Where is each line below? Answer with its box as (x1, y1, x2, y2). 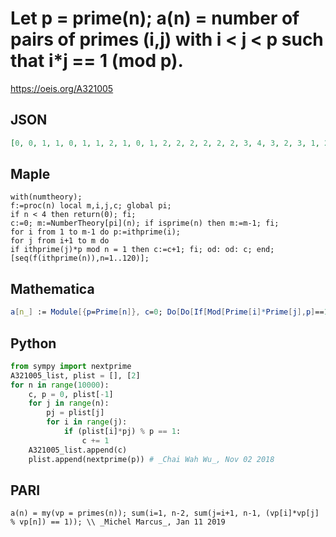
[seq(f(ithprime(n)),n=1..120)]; (10, 253, 150, 264)
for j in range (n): (28, 398, 110, 409)
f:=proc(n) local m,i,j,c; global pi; (10, 201, 172, 211)
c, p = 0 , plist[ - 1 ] (28, 389, 114, 399)
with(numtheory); (10, 192, 83, 202)
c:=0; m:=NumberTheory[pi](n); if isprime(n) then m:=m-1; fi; (10, 218, 280, 229)
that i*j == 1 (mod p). (10, 50, 184, 72)
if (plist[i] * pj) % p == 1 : (63, 427, 182, 437)
